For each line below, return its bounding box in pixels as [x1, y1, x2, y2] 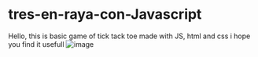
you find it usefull [8, 39, 64, 48]
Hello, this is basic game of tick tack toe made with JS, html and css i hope [8, 31, 251, 41]
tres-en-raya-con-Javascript [8, 5, 202, 23]
